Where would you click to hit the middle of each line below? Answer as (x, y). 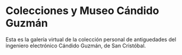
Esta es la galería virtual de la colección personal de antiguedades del (91, 39)
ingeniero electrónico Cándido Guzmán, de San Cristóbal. (76, 46)
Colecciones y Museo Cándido (82, 11)
